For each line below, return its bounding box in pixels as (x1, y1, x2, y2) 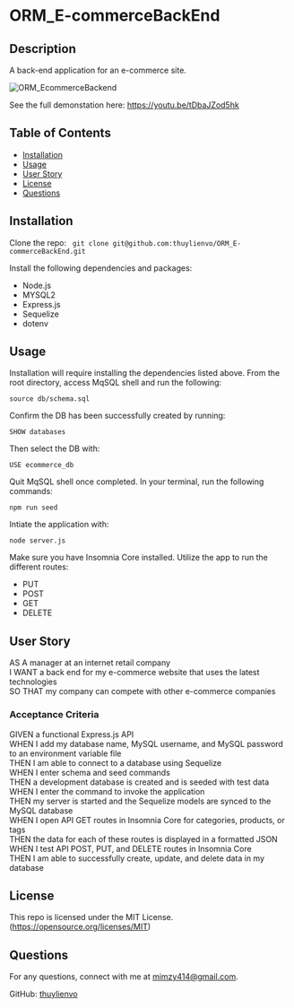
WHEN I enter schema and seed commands (9, 767, 170, 778)
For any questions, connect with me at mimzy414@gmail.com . (9, 971, 239, 982)
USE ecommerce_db (9, 461, 74, 470)
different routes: (9, 561, 69, 572)
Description (9, 41, 76, 56)
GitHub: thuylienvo (9, 988, 78, 1000)
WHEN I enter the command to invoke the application (9, 786, 205, 796)
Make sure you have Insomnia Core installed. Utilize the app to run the (9, 552, 269, 563)
